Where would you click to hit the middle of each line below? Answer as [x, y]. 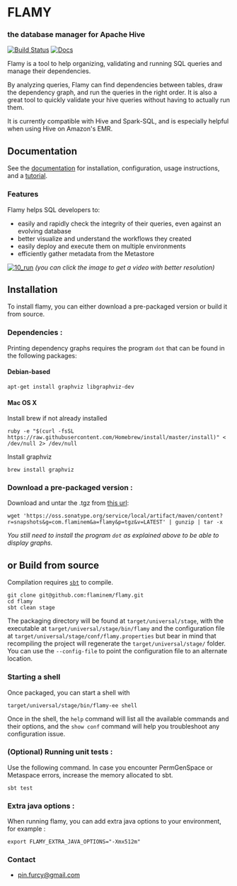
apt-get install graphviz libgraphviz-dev [71, 387]
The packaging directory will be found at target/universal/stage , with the [116, 621]
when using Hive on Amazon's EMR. [60, 129]
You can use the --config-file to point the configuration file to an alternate [117, 651]
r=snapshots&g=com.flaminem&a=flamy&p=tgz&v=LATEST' [87, 522]
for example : [27, 829]
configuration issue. [36, 733]
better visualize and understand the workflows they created [105, 238]
